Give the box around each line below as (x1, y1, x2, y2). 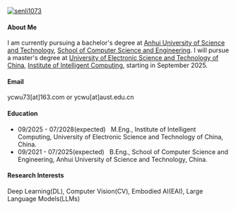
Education (7, 110, 38, 117)
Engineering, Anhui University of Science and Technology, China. (17, 155, 208, 163)
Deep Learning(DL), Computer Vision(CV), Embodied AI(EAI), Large (7, 187, 203, 195)
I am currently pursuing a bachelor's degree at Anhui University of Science (7, 39, 225, 47)
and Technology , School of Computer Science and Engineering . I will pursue (7, 46, 230, 54)
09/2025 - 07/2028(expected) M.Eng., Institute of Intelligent (17, 124, 196, 134)
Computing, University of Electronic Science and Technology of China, (17, 132, 224, 141)
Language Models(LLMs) (7, 194, 81, 203)
